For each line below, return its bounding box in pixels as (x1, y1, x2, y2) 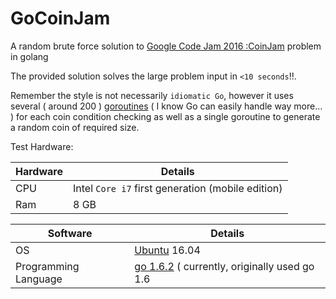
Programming (15, 259, 80, 273)
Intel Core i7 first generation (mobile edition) (72, 181, 283, 195)
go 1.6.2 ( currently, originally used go (134, 259, 315, 273)
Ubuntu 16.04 (134, 243, 201, 257)
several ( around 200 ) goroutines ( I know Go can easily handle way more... (10, 100, 323, 112)
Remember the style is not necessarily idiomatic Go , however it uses (10, 89, 294, 101)
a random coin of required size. (10, 121, 140, 133)
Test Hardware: (10, 140, 74, 152)
